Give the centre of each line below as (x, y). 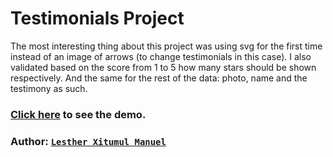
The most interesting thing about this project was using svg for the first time (166, 46)
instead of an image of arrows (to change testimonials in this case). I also (161, 56)
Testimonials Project (97, 18)
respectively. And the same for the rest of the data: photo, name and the (159, 78)
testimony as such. (49, 88)
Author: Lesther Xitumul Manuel (88, 141)
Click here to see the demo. (78, 114)
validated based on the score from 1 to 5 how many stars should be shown (163, 67)
